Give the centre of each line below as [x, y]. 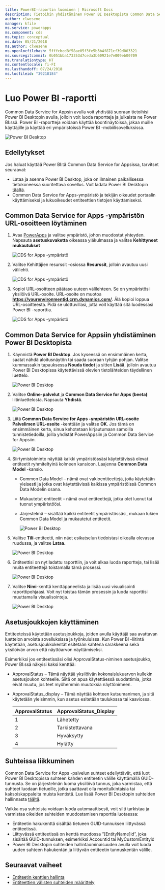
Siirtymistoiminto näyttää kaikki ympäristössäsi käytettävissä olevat [80, 459]
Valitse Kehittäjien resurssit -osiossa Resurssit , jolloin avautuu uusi [80, 264]
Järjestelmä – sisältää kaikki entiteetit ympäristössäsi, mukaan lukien [89, 514]
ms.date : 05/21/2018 [26, 42]
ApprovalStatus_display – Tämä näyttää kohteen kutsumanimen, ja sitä [83, 694]
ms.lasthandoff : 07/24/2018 [34, 69]
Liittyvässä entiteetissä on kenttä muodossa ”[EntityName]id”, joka [79, 834]
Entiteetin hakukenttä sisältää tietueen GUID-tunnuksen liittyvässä [79, 824]
